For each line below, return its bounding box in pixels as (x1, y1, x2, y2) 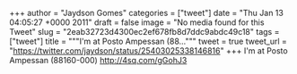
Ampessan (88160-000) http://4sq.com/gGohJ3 (9, 55, 188, 65)
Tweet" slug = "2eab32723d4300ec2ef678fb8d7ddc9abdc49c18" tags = (9, 27, 280, 37)
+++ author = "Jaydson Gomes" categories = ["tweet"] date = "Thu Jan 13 (9, 8, 284, 18)
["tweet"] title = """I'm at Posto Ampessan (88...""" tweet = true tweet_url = (9, 36, 287, 46)
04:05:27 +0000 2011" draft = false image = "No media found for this (9, 17, 265, 28)
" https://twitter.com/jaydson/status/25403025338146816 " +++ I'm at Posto (9, 45, 289, 56)
